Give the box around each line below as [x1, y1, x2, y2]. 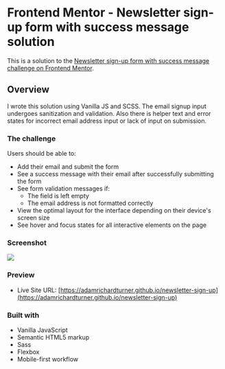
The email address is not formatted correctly [27, 199, 154, 207]
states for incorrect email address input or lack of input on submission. [7, 117, 207, 125]
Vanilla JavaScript [16, 326, 69, 334]
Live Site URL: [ [16, 286, 61, 294]
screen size [16, 214, 50, 222]
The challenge [7, 134, 56, 143]
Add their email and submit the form [16, 163, 119, 171]
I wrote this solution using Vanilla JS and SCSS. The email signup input [7, 102, 207, 110]
